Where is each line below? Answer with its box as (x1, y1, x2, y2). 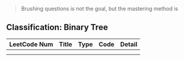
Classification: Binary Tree (6, 22, 108, 32)
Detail (120, 40, 138, 48)
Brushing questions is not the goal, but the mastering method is (20, 5, 179, 12)
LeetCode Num (9, 40, 54, 48)
